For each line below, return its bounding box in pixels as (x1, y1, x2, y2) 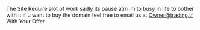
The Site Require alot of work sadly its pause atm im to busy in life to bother (6, 5, 194, 12)
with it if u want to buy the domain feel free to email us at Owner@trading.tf (6, 11, 193, 19)
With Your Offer (6, 18, 45, 25)
